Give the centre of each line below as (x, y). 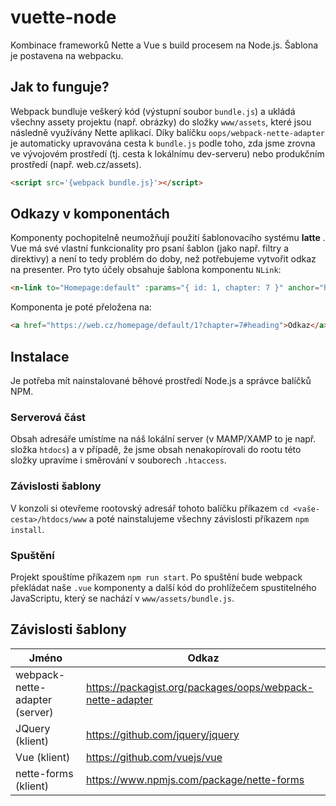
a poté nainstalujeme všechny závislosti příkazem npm (199, 518)
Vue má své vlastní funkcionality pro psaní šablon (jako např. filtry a (150, 248)
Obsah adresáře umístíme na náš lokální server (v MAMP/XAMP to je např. (163, 439)
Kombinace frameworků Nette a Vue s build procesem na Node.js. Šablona (164, 45)
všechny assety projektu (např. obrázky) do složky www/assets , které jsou (161, 122)
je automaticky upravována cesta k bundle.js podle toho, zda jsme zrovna (163, 143)
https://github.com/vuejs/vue (154, 757)
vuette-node (63, 17)
